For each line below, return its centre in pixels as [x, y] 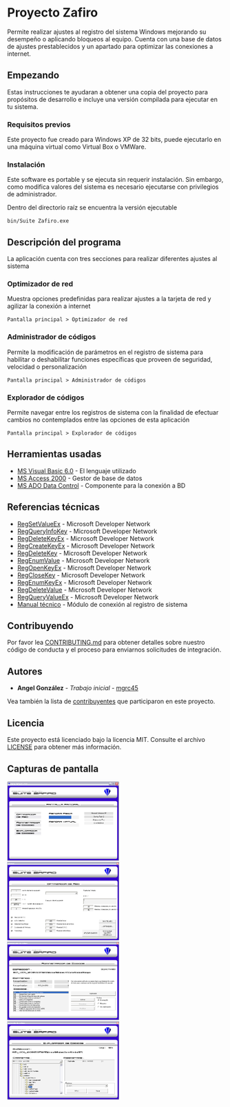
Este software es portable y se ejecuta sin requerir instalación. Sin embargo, [115, 180]
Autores [25, 671]
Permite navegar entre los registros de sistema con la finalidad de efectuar [113, 413]
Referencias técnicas [53, 507]
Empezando [33, 75]
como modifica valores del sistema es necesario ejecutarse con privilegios [113, 187]
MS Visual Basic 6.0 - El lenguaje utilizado [76, 470]
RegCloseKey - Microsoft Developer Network [81, 575]
